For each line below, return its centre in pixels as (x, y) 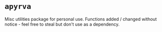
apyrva (18, 7)
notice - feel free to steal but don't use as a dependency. (62, 24)
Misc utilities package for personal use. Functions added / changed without (81, 19)
